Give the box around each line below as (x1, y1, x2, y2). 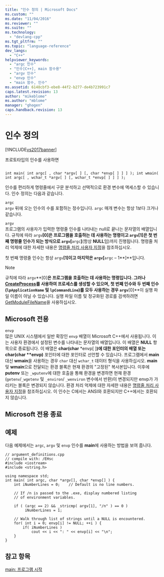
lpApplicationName (6, 288, 44, 293)
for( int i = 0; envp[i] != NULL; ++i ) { (14, 521, 102, 526)
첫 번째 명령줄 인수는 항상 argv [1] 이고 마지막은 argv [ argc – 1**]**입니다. (5, 254, 145, 260)
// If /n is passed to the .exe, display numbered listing (14, 491, 137, 496)
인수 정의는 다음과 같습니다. (11, 190, 64, 196)
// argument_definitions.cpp (5, 452, 65, 457)
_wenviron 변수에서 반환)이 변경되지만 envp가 (65, 376, 153, 382)
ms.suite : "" (5, 25, 32, 30)
